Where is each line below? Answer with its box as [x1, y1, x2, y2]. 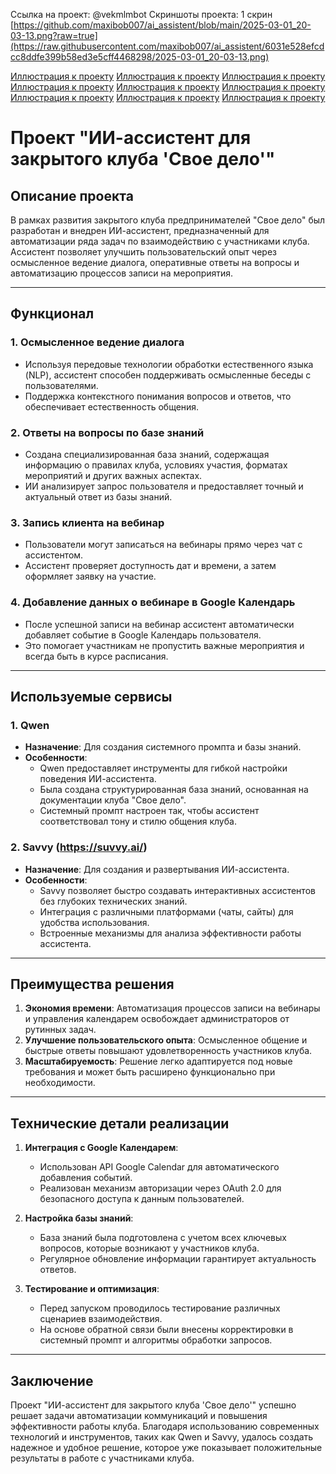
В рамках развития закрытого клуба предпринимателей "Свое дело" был [10, 214, 326, 226]
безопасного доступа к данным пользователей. [39, 1193, 245, 1205]
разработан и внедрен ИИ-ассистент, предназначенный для [10, 225, 270, 236]
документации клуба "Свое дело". [39, 794, 187, 806]
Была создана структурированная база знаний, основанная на [39, 784, 309, 796]
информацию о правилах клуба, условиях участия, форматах [24, 459, 288, 471]
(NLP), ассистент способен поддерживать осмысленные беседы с [24, 369, 312, 381]
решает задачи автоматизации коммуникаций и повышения [10, 1410, 268, 1421]
